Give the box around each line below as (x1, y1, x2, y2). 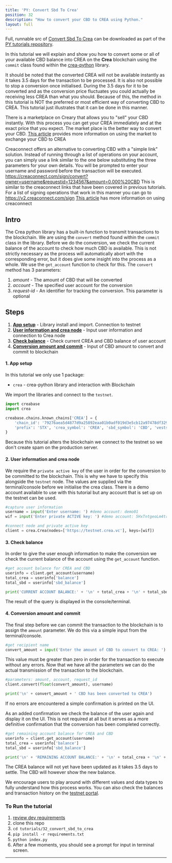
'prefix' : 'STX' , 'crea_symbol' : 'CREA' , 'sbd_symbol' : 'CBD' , (14, 425, 153, 430)
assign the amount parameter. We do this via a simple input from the (5, 627, 147, 633)
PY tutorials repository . (5, 41, 54, 48)
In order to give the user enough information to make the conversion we (5, 550, 157, 557)
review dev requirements (12, 814, 66, 821)
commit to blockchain (12, 348, 58, 355)
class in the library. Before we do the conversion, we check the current (5, 240, 155, 246)
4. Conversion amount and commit (5, 610, 81, 616)
